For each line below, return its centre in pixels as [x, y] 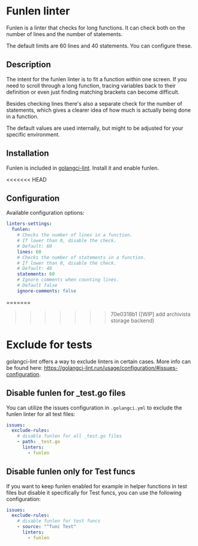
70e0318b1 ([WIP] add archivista [151, 314]
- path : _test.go [39, 442]
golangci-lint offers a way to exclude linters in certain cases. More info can [98, 361]
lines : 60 [29, 252]
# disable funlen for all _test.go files [69, 436]
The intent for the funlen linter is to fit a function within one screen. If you [97, 79]
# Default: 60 [34, 246]
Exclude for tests [49, 345]
